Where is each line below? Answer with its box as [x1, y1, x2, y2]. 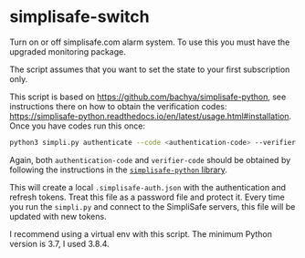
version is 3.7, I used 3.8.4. [9, 238, 110, 249]
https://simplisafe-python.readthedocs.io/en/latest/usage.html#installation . [9, 110, 292, 121]
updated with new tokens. [9, 211, 107, 222]
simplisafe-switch [9, 6, 150, 27]
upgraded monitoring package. [9, 46, 126, 57]
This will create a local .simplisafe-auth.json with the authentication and [9, 181, 286, 192]
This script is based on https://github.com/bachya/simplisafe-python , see [9, 91, 287, 102]
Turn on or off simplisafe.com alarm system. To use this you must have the [9, 36, 290, 47]
